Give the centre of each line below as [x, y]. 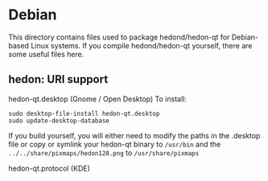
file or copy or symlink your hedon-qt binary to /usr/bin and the [115, 144]
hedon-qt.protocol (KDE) [49, 168]
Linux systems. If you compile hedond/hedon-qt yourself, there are [142, 45]
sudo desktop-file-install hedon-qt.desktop [84, 113]
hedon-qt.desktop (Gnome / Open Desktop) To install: [97, 99]
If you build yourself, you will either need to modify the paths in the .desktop [134, 135]
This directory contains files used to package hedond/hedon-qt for [119, 37]
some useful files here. [46, 54]
